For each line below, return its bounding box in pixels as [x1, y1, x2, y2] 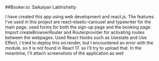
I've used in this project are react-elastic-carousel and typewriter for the [5, 19, 151, 25]
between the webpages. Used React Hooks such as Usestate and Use [5, 34, 147, 40]
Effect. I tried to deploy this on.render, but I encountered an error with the [5, 40, 154, 46]
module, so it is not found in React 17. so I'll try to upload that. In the [5, 45, 142, 51]
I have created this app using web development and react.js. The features [5, 14, 154, 19]
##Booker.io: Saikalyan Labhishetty [5, 4, 77, 10]
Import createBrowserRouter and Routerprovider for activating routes [5, 30, 145, 35]
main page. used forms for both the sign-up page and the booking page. [5, 24, 152, 30]
